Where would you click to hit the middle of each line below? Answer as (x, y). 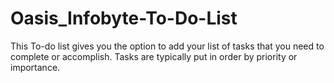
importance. (35, 67)
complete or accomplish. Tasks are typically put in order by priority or (154, 56)
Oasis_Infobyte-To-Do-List (124, 18)
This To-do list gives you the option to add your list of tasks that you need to (167, 46)
